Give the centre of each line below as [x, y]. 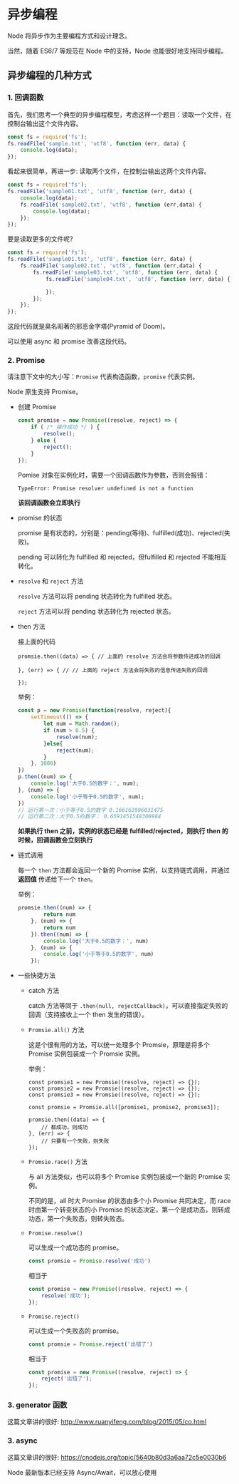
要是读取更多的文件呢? [40, 239]
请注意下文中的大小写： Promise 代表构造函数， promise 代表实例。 [103, 377]
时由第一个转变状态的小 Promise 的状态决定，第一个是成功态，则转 [126, 1210]
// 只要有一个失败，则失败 [75, 1141]
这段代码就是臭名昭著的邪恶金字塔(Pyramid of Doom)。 [88, 326]
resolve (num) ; [77, 737]
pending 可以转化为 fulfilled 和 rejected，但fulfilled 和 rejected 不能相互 [122, 557]
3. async [22, 1441]
